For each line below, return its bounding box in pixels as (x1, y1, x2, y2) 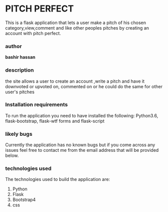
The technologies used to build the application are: (5, 176, 110, 182)
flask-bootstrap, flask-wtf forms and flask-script (5, 118, 105, 124)
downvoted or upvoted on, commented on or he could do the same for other (5, 83, 163, 89)
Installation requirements (5, 101, 68, 108)
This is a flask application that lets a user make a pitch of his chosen (5, 20, 146, 26)
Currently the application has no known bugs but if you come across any (5, 142, 155, 148)
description (5, 67, 34, 74)
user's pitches (5, 89, 35, 95)
